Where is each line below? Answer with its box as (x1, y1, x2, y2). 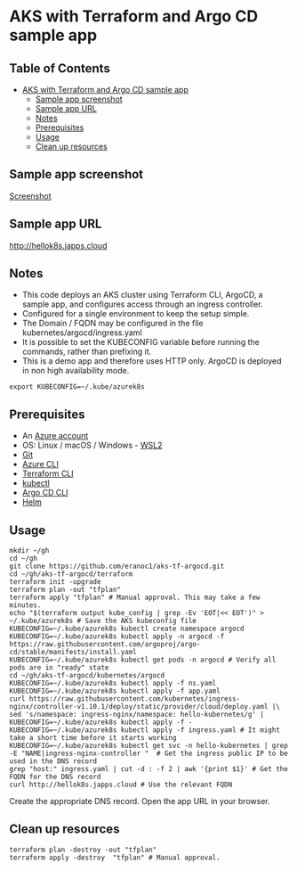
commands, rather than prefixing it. (21, 346, 152, 357)
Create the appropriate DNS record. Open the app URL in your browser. (9, 796, 270, 807)
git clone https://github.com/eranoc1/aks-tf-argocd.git (9, 562, 225, 571)
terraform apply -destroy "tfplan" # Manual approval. (9, 853, 221, 862)
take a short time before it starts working (9, 734, 177, 743)
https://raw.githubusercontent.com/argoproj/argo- (9, 640, 201, 649)
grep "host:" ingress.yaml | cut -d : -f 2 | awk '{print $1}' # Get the (9, 765, 289, 774)
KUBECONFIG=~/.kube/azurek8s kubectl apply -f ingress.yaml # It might (9, 726, 280, 735)
